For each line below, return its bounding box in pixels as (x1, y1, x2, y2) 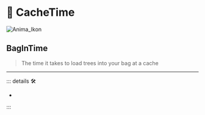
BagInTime (6, 43, 48, 54)
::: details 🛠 (6, 77, 37, 85)
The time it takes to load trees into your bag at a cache (21, 59, 159, 66)
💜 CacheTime (6, 5, 75, 19)
